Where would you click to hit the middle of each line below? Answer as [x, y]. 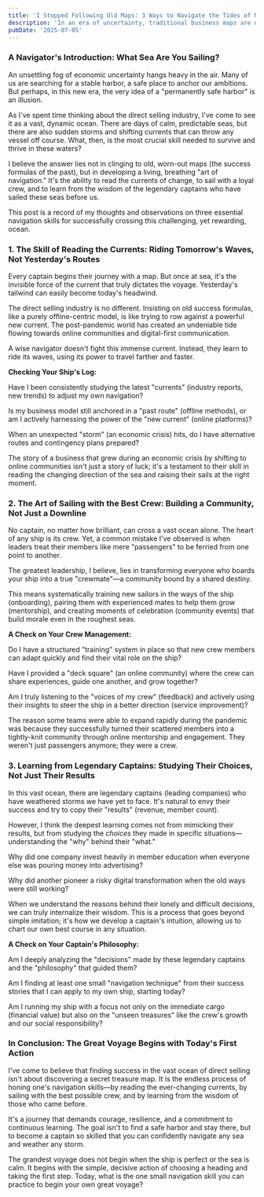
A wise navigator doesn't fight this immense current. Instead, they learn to [128, 348]
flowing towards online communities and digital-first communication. [119, 333]
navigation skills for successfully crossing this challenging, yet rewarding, [127, 220]
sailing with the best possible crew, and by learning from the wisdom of [123, 1095]
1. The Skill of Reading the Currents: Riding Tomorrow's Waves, [131, 249]
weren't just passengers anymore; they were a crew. [93, 745]
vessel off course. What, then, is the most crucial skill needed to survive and [132, 140]
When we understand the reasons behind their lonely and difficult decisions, [132, 904]
